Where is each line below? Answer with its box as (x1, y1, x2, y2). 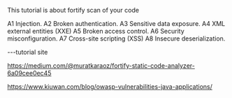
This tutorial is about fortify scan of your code (7, 6, 140, 14)
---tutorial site (7, 48, 48, 56)
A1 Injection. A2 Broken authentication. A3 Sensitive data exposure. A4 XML (7, 20, 226, 27)
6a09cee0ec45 (7, 69, 52, 77)
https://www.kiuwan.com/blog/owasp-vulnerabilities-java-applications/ (7, 83, 213, 90)
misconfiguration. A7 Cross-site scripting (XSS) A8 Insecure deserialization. (7, 34, 226, 43)
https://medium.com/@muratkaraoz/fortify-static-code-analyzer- (7, 62, 196, 69)
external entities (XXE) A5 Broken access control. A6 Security (7, 27, 185, 35)
